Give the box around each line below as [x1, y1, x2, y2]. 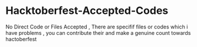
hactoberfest [5, 35, 37, 42]
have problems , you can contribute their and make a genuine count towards [5, 29, 191, 36]
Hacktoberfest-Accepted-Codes [5, 4, 169, 17]
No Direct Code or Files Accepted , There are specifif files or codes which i [5, 23, 188, 30]
